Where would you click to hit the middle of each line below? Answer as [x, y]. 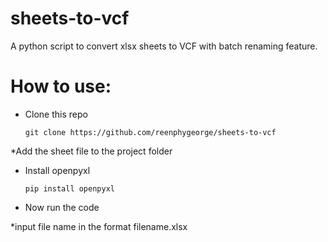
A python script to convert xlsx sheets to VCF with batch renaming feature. [164, 46]
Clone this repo [56, 114]
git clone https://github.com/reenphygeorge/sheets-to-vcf [150, 132]
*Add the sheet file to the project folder [91, 151]
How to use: [61, 86]
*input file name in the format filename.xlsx [99, 226]
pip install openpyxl [69, 188]
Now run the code [62, 207]
